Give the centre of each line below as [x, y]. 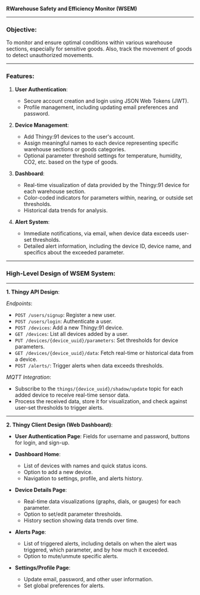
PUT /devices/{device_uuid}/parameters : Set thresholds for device [96, 340]
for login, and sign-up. [42, 443]
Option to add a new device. [58, 472]
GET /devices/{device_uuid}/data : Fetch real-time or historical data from [104, 353]
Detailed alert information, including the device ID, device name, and [107, 246]
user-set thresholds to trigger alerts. [59, 407]
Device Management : [42, 125]
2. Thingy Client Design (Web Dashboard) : [60, 425]
